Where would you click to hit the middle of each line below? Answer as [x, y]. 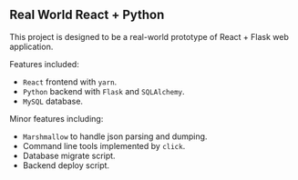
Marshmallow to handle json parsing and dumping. [115, 136]
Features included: [44, 64]
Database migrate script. [69, 155]
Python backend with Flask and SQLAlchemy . [103, 91]
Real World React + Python [87, 15]
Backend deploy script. [66, 165]
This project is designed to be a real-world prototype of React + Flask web [149, 36]
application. [31, 46]
